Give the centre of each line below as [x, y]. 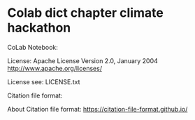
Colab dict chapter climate [86, 13]
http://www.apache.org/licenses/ [55, 68]
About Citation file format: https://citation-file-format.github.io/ [97, 109]
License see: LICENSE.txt [44, 81]
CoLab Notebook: [32, 47]
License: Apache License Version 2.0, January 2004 [83, 60]
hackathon [39, 28]
